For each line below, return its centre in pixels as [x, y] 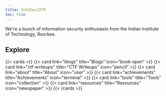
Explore [18, 50]
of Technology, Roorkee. [31, 34]
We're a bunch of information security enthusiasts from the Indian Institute [82, 28]
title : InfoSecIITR [26, 10]
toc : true [16, 14]
